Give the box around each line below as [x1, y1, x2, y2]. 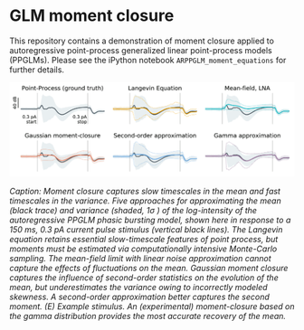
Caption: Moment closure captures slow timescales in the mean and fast [9, 185, 280, 196]
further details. [9, 64, 65, 75]
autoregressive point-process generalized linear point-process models [9, 44, 273, 55]
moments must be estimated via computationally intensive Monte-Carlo [9, 243, 278, 254]
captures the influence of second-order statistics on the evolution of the [9, 272, 279, 283]
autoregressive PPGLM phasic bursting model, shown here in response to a [9, 214, 291, 225]
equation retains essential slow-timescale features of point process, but [9, 233, 279, 244]
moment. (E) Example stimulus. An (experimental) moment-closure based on [9, 300, 296, 312]
